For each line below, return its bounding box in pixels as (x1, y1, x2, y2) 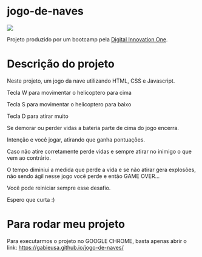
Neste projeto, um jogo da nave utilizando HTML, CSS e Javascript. (7, 77, 175, 84)
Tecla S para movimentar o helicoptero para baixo (7, 100, 132, 108)
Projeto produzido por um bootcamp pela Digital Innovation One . (7, 35, 168, 43)
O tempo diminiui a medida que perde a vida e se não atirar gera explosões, (7, 166, 196, 173)
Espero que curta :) (7, 196, 55, 203)
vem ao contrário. (7, 154, 51, 162)
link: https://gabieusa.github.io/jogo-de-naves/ (7, 244, 124, 251)
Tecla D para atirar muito (7, 112, 69, 120)
